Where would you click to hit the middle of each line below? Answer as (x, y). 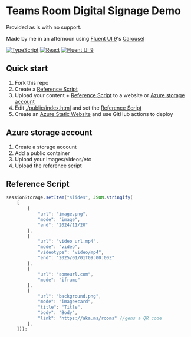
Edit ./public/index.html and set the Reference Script (78, 108)
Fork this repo (32, 82)
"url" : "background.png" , (69, 296)
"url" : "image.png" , (63, 214)
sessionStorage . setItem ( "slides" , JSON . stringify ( (70, 198)
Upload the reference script (48, 166)
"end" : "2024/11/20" (63, 225)
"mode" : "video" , (59, 247)
